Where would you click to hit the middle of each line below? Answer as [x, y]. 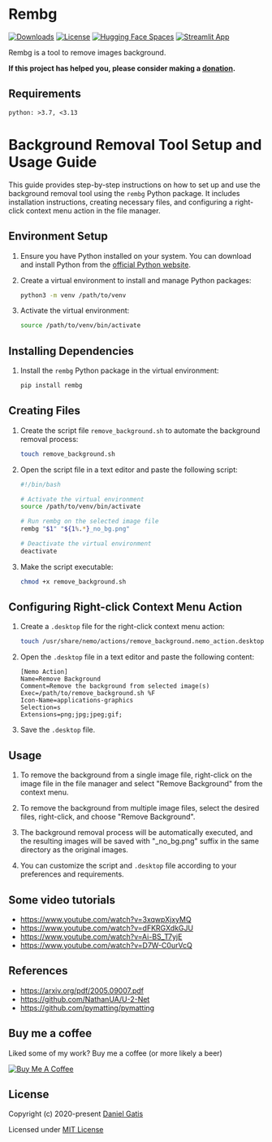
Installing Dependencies [71, 351]
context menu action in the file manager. [93, 210]
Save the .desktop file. [58, 730]
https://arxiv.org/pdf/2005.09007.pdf [82, 991]
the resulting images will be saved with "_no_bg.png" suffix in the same [140, 841]
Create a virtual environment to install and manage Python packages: [136, 280]
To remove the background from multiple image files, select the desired [140, 808]
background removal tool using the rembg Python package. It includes [124, 193]
